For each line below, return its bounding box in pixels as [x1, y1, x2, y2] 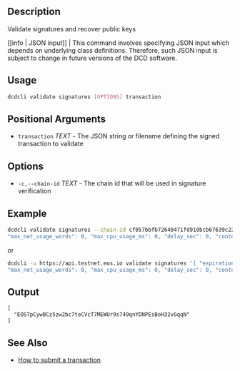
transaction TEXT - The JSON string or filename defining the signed [17, 132, 220, 141]
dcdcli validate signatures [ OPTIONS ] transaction [7, 93, 161, 101]
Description [7, 6, 61, 18]
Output [7, 285, 39, 298]
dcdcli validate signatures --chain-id [7, 226, 126, 233]
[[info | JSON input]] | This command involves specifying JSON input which [7, 39, 230, 47]
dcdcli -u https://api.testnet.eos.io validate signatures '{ [7, 260, 196, 267]
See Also [7, 337, 48, 349]
